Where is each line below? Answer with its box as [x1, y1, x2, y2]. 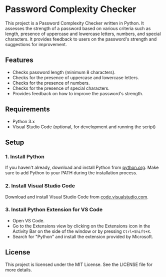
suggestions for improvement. [5, 41, 67, 47]
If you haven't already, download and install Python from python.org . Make [5, 164, 159, 171]
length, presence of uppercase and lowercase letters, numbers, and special [5, 31, 161, 37]
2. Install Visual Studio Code [5, 182, 75, 189]
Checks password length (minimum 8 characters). [12, 69, 116, 75]
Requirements [5, 105, 50, 114]
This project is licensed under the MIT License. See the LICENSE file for [5, 261, 153, 267]
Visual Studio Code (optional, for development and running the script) [12, 124, 156, 130]
